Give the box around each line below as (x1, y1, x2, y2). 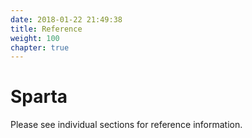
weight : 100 (10, 33, 60, 43)
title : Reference (10, 24, 83, 34)
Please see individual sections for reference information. (10, 119, 243, 131)
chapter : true (10, 42, 70, 53)
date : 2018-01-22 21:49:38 (10, 14, 123, 25)
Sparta (10, 86, 68, 108)
